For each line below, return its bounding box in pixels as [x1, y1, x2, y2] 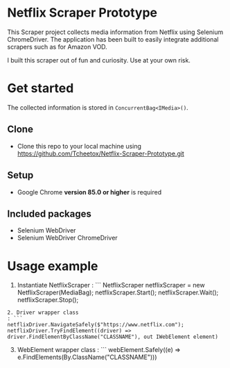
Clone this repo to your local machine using [17, 142, 142, 150]
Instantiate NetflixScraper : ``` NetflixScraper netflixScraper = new [17, 281, 206, 290]
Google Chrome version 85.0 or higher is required [17, 187, 161, 196]
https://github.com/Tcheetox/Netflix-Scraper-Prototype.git [17, 149, 185, 158]
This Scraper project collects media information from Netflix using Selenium [7, 28, 224, 36]
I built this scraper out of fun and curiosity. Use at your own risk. [7, 56, 191, 64]
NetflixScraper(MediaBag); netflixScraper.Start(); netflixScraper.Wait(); [17, 288, 219, 296]
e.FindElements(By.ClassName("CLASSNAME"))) [17, 353, 157, 362]
